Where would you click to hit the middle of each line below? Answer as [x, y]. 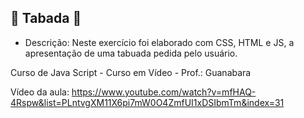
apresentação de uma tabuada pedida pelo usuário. [131, 53]
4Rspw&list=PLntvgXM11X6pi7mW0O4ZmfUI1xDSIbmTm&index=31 [147, 102]
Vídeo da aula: [40, 92]
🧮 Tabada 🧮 [46, 18]
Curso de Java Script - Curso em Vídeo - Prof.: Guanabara [131, 72]
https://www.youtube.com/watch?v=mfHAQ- [164, 92]
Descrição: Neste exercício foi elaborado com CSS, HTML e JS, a [159, 42]
